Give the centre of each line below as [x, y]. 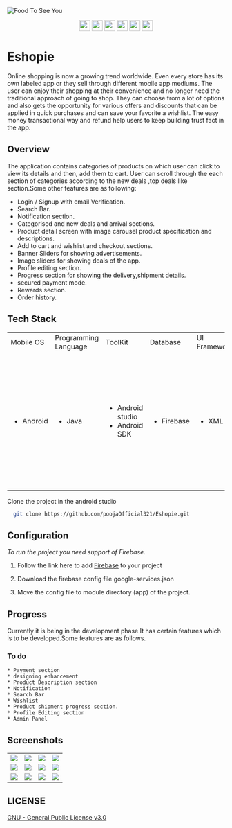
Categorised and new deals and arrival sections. [86, 223]
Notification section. [46, 216]
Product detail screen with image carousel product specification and [114, 231]
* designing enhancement [43, 677]
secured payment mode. [52, 282]
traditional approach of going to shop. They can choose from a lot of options [116, 98]
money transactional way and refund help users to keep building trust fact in [116, 120]
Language [71, 346]
